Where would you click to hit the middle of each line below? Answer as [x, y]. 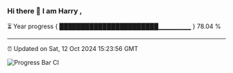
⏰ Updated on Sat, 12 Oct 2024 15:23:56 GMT [73, 49]
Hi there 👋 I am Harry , [45, 11]
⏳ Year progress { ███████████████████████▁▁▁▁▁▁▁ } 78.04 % [114, 26]
